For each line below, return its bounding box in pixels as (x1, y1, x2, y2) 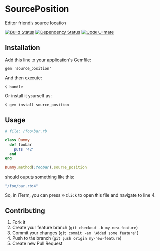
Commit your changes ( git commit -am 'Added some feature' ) (12, 230, 139, 236)
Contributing (5, 206, 45, 215)
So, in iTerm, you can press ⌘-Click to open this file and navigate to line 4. (5, 192, 156, 198)
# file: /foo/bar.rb (5, 129, 48, 134)
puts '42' (14, 147, 34, 152)
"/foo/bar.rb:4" (5, 183, 38, 188)
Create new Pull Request (12, 240, 63, 247)
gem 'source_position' (5, 66, 52, 71)
